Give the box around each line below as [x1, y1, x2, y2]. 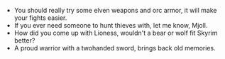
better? [13, 36, 35, 45]
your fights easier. [13, 14, 67, 22]
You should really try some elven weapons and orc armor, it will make [13, 6, 217, 14]
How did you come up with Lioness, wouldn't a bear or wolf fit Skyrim [13, 28, 218, 37]
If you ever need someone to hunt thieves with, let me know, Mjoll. [13, 21, 208, 29]
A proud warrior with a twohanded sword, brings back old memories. [13, 44, 216, 52]
